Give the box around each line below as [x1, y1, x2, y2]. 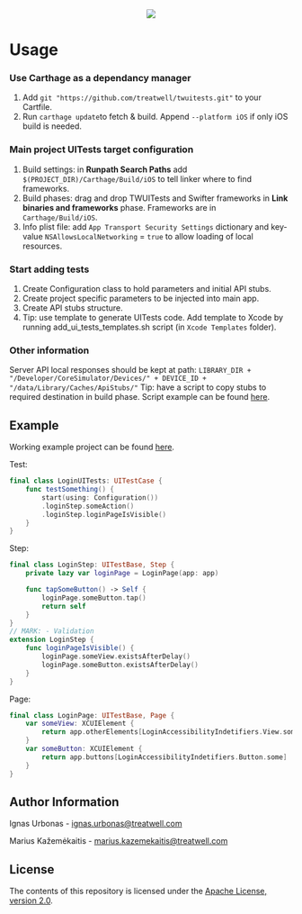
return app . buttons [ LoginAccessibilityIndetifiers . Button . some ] [41, 752, 288, 762]
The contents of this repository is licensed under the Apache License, [9, 886, 268, 897]
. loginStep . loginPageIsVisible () [41, 510, 167, 519]
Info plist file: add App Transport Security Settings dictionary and [22, 221, 270, 232]
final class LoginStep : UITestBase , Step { [9, 560, 175, 570]
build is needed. [22, 121, 83, 131]
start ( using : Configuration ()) [41, 493, 159, 502]
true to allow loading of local [147, 231, 253, 241]
